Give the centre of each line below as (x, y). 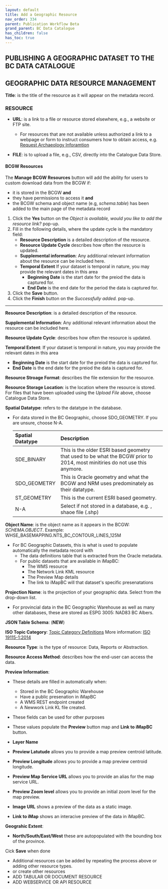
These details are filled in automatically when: (59, 681)
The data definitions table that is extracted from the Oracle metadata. (91, 555)
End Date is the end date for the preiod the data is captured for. (78, 368)
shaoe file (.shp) (79, 512)
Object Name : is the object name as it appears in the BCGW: (67, 524)
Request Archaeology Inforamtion (54, 145)
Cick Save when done (28, 851)
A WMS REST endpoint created (52, 702)
